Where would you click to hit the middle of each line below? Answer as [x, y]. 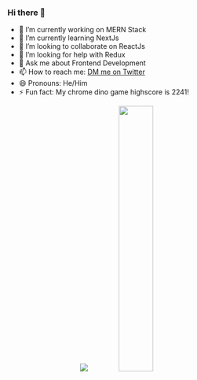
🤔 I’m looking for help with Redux [72, 55]
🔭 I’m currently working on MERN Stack [82, 30]
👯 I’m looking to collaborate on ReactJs [82, 46]
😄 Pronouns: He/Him [53, 83]
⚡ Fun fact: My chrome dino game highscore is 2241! [104, 92]
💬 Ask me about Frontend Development [82, 63]
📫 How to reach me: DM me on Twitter [82, 72]
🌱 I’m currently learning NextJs [69, 38]
